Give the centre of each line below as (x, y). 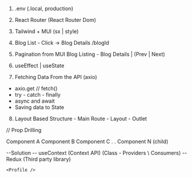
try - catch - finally (38, 95)
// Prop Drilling (24, 130)
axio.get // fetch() (36, 88)
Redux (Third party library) (39, 159)
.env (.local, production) (44, 9)
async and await (35, 101)
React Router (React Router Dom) (55, 20)
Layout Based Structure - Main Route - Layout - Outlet (81, 118)
